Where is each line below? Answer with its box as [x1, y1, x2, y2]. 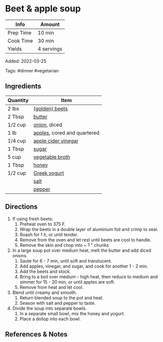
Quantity [7, 97, 29, 104]
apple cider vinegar [33, 137, 79, 144]
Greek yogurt [33, 170, 64, 176]
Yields [7, 45, 22, 52]
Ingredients [5, 82, 41, 91]
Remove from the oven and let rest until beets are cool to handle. [19, 236, 152, 243]
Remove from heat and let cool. [19, 284, 84, 290]
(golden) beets [33, 105, 68, 112]
